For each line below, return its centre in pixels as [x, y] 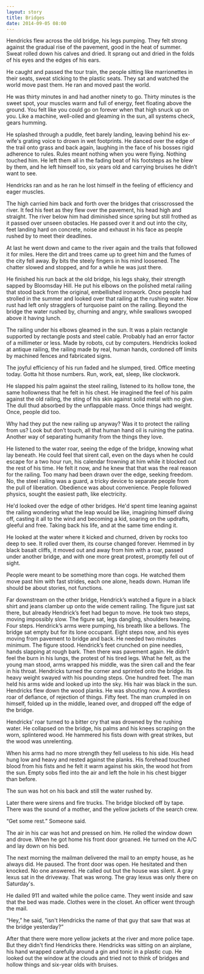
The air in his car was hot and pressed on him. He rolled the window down [99, 833]
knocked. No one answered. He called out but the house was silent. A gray [100, 871]
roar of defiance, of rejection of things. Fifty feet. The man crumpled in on [99, 697]
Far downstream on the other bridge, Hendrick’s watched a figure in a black [101, 600]
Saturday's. [21, 884]
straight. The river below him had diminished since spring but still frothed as [102, 217]
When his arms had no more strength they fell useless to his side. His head [100, 753]
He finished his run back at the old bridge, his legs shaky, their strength [96, 279]
